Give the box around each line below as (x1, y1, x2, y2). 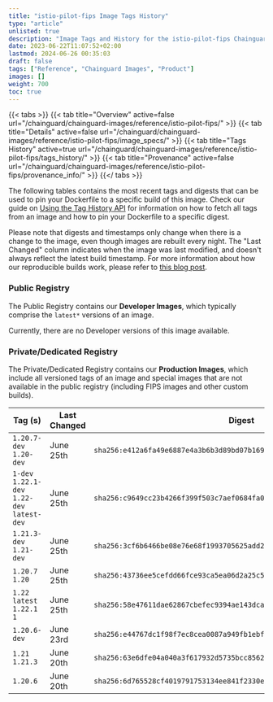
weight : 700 (8, 80, 49, 88)
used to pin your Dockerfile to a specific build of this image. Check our (8, 194, 245, 204)
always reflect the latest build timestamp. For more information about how (8, 254, 256, 264)
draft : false (8, 58, 53, 66)
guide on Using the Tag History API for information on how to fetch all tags (8, 203, 258, 213)
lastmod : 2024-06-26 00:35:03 (8, 50, 111, 58)
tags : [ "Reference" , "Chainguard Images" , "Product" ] (8, 65, 195, 73)
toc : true (8, 87, 42, 96)
